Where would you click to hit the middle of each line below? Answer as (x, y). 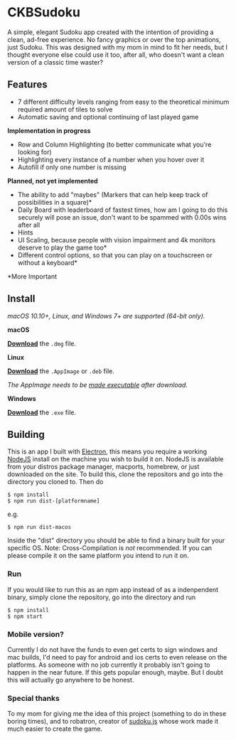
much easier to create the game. (55, 729)
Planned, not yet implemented (53, 181)
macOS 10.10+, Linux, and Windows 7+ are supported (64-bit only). (106, 316)
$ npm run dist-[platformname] (54, 501)
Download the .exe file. (42, 412)
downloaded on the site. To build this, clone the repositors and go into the (115, 474)
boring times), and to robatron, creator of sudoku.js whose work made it (113, 722)
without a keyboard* (48, 262)
